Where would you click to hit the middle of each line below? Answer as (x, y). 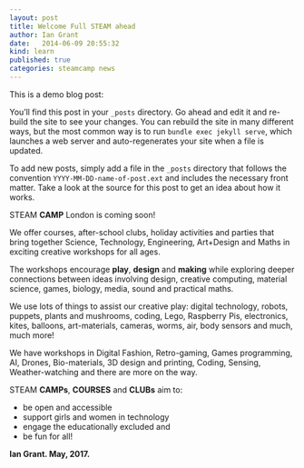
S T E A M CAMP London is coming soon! (83, 214)
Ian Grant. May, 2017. (50, 453)
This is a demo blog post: (57, 94)
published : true (40, 60)
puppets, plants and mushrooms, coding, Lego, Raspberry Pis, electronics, (149, 315)
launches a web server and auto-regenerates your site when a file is (137, 141)
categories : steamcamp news (63, 69)
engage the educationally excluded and (96, 426)
